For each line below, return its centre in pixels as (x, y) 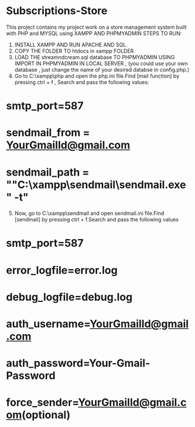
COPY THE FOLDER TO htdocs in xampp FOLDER (74, 51)
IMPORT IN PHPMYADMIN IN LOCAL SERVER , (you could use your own (101, 63)
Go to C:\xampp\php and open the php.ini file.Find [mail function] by (97, 76)
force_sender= (42, 403)
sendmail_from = (48, 133)
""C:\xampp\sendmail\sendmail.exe (96, 185)
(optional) (46, 415)
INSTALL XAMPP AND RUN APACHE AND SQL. (71, 45)
